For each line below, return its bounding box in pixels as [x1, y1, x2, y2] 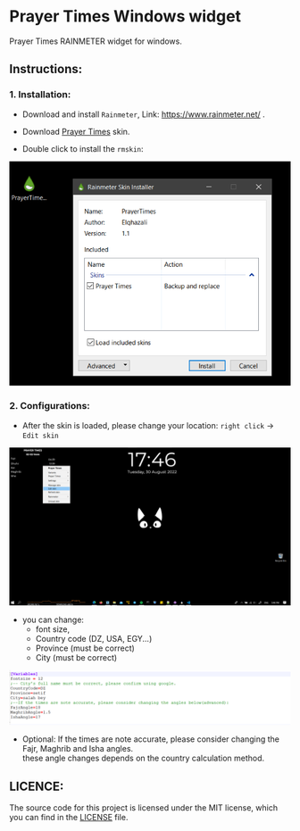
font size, [35, 624, 71, 635]
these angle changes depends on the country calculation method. [21, 752, 265, 764]
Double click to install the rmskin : [21, 143, 145, 154]
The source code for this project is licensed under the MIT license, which [9, 802, 279, 813]
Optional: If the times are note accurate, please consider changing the [21, 734, 279, 744]
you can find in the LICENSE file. [9, 812, 129, 823]
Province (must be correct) [35, 643, 136, 653]
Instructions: [9, 62, 83, 77]
